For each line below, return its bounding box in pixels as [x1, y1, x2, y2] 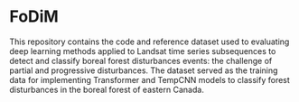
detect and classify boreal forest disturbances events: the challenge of [9, 55, 273, 66]
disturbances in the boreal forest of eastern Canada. [9, 84, 205, 95]
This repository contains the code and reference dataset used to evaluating [9, 36, 290, 47]
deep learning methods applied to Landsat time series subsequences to [9, 45, 276, 56]
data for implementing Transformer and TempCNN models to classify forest [9, 74, 291, 85]
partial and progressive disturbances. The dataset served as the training [9, 65, 278, 76]
